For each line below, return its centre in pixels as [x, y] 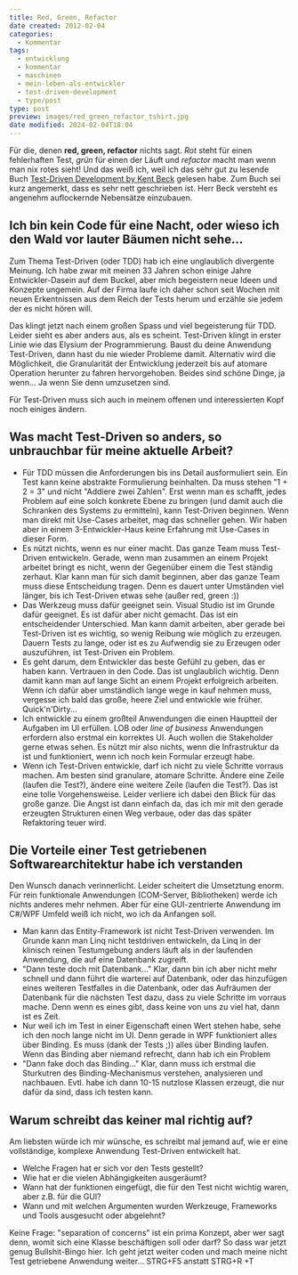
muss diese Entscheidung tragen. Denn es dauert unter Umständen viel [153, 586]
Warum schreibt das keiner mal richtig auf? [131, 1120]
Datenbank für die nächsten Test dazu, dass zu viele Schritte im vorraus [154, 997]
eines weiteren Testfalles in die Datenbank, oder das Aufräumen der [146, 988]
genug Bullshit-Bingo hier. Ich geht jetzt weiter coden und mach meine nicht [148, 1252]
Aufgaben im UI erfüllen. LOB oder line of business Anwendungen [143, 727]
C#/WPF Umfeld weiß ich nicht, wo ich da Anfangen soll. [113, 914]
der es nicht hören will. [51, 308]
